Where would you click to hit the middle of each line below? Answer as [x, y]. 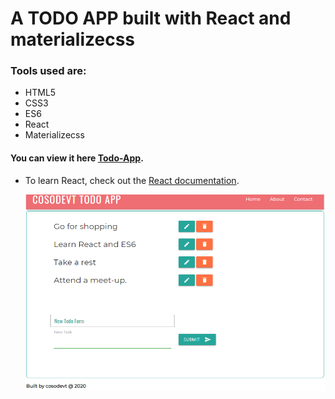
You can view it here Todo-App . [77, 158]
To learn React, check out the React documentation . [132, 180]
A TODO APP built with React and [151, 18]
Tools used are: [48, 71]
